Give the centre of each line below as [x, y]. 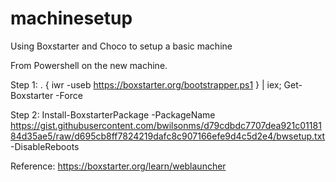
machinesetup [71, 18]
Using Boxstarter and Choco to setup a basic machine [121, 46]
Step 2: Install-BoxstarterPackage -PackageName [113, 114]
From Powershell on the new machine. [89, 65]
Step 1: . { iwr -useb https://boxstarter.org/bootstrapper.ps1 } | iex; [146, 84]
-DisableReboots [45, 146]
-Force [69, 95]
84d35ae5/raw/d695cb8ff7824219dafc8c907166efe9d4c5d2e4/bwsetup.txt [168, 136]
